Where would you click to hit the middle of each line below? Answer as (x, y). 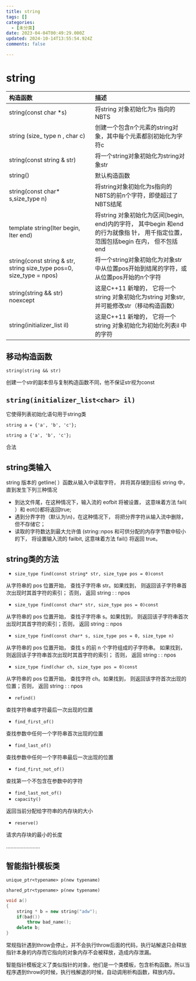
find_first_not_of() (39, 769)
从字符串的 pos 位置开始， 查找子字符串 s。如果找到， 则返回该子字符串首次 (97, 617)
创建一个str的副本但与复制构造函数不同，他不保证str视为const (80, 382)
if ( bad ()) (29, 917)
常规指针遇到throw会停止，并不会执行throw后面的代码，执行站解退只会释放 (96, 945)
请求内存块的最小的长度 (34, 835)
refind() (25, 698)
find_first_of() (34, 722)
